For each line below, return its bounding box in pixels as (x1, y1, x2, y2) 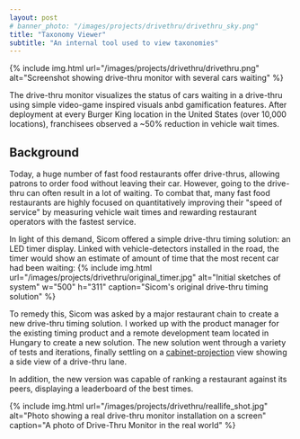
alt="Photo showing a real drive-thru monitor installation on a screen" (9, 410, 267, 421)
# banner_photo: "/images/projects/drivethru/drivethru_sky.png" (9, 22, 259, 31)
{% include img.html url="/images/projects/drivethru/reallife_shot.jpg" (9, 401, 269, 412)
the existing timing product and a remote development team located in (9, 327, 269, 338)
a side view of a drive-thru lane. (9, 356, 128, 367)
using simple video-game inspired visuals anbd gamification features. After (9, 100, 287, 111)
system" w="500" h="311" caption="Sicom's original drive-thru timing (9, 282, 269, 292)
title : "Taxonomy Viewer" (9, 30, 106, 39)
